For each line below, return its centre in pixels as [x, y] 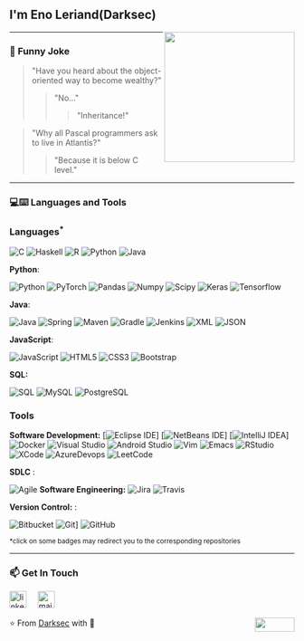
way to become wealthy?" [113, 81]
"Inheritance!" [103, 116]
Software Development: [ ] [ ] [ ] [149, 435]
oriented [47, 81]
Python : [24, 269]
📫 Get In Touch [44, 573]
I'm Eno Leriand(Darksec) [83, 15]
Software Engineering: [83, 490]
